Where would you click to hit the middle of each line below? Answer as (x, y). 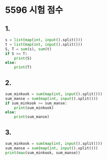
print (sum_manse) (32, 117)
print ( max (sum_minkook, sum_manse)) (43, 153)
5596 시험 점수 (34, 10)
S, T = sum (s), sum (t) (28, 49)
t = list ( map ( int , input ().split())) (44, 44)
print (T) (23, 67)
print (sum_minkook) (34, 108)
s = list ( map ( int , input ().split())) (44, 40)
